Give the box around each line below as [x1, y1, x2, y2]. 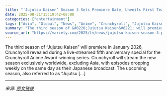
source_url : [5, 30, 30, 35]
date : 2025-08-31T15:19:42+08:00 [5, 12, 75, 17]
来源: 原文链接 [5, 86, 34, 91]
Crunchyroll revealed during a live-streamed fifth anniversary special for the [5, 49, 161, 55]
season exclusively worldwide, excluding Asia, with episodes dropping [5, 60, 150, 66]
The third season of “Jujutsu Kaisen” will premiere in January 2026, [5, 44, 143, 50]
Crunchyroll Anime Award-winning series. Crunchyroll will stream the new [5, 55, 157, 60]
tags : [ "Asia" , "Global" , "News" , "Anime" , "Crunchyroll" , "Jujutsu [5, 21, 150, 26]
